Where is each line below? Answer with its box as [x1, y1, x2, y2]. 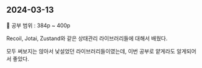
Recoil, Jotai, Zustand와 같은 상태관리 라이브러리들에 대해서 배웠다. [6, 35, 168, 42]
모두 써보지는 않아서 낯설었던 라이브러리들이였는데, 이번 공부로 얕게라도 [6, 47, 175, 55]
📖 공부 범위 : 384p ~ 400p [6, 21, 71, 29]
